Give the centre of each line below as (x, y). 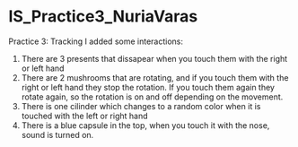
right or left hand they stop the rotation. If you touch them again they (148, 87)
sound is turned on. (57, 134)
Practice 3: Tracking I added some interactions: (96, 41)
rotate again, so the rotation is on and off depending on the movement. (152, 97)
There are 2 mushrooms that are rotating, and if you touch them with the (155, 77)
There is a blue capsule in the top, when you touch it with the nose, (145, 125)
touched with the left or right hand (85, 116)
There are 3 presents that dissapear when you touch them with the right (154, 58)
